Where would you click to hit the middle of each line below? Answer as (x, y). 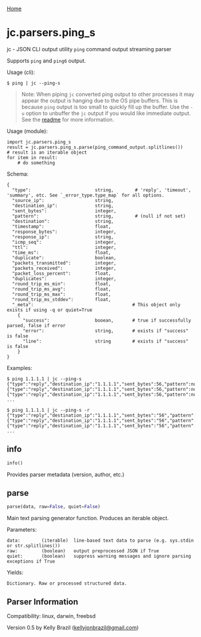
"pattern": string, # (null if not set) (99, 216)
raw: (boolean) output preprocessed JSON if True (83, 551)
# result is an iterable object (47, 152)
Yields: (15, 573)
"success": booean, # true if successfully (107, 320)
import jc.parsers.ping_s (39, 142)
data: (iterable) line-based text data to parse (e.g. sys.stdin (101, 541)
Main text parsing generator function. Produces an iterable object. (88, 518)
